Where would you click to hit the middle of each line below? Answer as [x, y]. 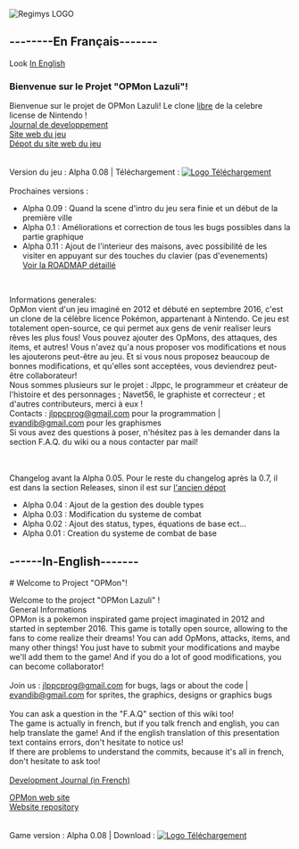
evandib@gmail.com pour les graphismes [86, 423]
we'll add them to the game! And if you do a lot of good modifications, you [145, 656]
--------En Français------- [83, 41]
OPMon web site [40, 797]
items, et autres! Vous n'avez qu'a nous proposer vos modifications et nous [148, 347]
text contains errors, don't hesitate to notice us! [97, 742]
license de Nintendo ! [48, 115]
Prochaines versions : [49, 191]
